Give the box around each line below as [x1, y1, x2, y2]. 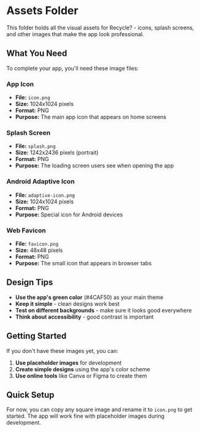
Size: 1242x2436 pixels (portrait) [15, 149, 99, 156]
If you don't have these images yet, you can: [6, 347, 118, 354]
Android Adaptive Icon [6, 177, 75, 186]
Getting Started [6, 331, 67, 341]
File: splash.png [15, 142, 56, 150]
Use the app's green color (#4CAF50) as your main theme [15, 294, 164, 301]
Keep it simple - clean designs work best [15, 300, 120, 307]
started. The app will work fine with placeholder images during [6, 412, 164, 420]
